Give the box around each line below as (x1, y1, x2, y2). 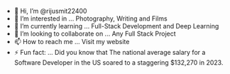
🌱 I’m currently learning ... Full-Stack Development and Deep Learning (13, 22, 219, 30)
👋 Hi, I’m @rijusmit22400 (13, 7, 87, 15)
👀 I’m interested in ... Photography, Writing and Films (13, 14, 168, 23)
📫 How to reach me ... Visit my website (13, 38, 130, 46)
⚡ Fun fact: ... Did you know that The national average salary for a (13, 48, 206, 56)
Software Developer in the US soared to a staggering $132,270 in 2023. (13, 58, 224, 67)
